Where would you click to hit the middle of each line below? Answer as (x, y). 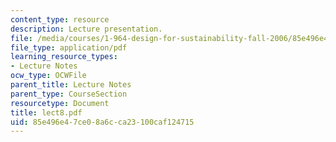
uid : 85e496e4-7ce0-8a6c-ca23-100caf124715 (102, 122)
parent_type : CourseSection (69, 94)
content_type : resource (60, 19)
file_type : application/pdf (69, 47)
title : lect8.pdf (46, 112)
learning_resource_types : (64, 57)
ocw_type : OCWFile (48, 76)
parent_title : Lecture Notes (71, 85)
